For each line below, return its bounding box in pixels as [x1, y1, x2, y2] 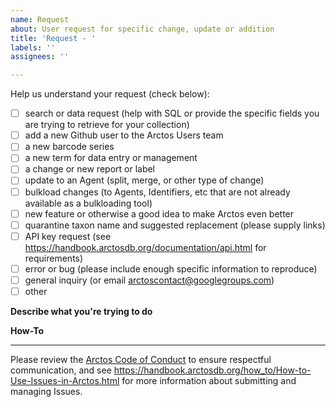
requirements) [24, 252, 84, 264]
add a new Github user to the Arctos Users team [24, 129, 224, 141]
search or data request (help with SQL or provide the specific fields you [24, 107, 320, 120]
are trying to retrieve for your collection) [24, 119, 190, 131]
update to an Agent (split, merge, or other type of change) [24, 174, 265, 186]
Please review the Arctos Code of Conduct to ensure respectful [10, 353, 272, 365]
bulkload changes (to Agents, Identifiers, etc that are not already [24, 186, 291, 198]
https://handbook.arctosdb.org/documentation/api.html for [24, 241, 267, 253]
